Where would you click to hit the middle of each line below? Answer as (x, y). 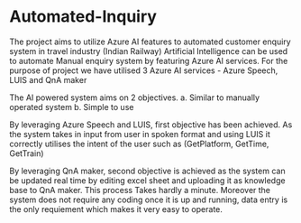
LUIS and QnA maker (48, 79)
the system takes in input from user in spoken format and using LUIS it (140, 134)
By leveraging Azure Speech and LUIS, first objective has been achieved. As (151, 125)
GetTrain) (27, 153)
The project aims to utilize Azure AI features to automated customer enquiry (150, 42)
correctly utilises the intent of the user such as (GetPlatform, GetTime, (139, 144)
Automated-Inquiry (83, 17)
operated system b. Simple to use (72, 107)
